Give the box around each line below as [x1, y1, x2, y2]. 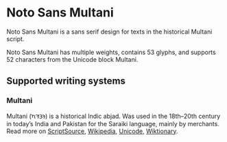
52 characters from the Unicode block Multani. [6, 55, 139, 63]
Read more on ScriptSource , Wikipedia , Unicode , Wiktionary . [6, 127, 178, 135]
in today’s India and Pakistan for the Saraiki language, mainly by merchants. [6, 119, 220, 128]
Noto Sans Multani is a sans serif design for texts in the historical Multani [6, 27, 213, 36]
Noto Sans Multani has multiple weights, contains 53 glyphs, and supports [6, 48, 217, 56]
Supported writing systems [6, 75, 126, 87]
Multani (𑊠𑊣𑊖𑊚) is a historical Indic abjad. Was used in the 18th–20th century [6, 112, 221, 120]
